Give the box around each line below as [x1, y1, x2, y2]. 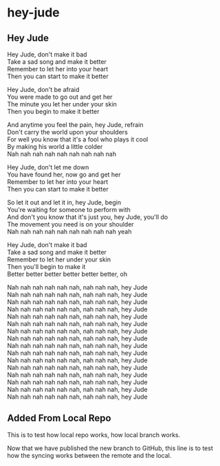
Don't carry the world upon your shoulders [7, 128, 129, 136]
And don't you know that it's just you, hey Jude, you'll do [7, 213, 168, 221]
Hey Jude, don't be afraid [7, 86, 80, 93]
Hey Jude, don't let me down [7, 163, 89, 171]
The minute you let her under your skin [7, 100, 117, 108]
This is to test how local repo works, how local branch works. [7, 430, 181, 439]
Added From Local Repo [7, 412, 111, 424]
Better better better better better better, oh [7, 270, 128, 278]
